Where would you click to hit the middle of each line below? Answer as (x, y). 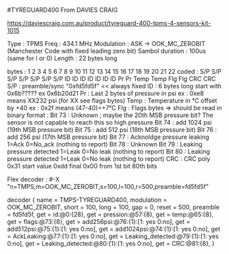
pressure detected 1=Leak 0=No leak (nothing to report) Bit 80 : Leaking (109, 151)
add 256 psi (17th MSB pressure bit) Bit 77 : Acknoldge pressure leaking (108, 137)
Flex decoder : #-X (33, 179)
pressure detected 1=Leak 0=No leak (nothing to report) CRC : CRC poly (109, 159)
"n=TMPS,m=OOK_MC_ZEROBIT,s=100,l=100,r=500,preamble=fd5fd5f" (108, 187)
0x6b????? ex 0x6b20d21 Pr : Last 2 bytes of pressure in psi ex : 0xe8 (106, 93)
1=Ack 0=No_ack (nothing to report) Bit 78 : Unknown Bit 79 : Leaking (105, 144)
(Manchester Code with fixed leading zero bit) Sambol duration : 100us (107, 51)
